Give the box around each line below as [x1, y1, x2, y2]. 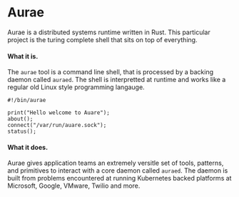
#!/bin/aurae [7, 97, 46, 104]
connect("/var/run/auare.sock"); [7, 122, 107, 129]
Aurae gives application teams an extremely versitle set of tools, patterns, [7, 158, 224, 168]
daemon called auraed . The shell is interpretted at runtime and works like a [7, 76, 226, 84]
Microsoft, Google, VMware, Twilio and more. [7, 181, 141, 190]
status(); [7, 128, 37, 136]
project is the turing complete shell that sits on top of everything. [7, 35, 198, 44]
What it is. [7, 51, 39, 61]
